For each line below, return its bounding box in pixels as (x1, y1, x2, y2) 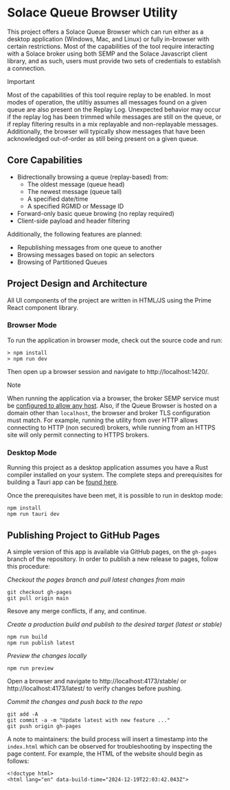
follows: (7, 756, 30, 765)
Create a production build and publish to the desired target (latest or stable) (7, 620, 222, 628)
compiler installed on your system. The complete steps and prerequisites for (7, 471, 223, 479)
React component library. (7, 303, 79, 311)
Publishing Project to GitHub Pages (7, 529, 160, 541)
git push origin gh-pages (7, 723, 81, 729)
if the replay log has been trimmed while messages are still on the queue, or (7, 112, 222, 121)
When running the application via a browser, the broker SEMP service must (7, 394, 220, 402)
